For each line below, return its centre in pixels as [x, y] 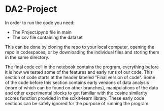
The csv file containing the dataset [47, 37]
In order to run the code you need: [40, 23]
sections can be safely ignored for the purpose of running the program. [78, 103]
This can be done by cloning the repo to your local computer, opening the [80, 47]
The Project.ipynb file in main [42, 32]
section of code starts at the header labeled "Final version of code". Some [80, 77]
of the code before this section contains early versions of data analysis [77, 83]
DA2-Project [31, 9]
